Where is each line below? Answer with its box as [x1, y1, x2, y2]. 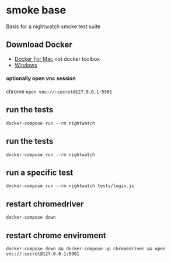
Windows [14, 61, 37, 68]
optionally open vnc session [6, 75, 76, 82]
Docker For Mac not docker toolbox [14, 55, 100, 62]
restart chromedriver [6, 199, 84, 209]
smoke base [6, 4, 66, 17]
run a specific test [6, 167, 74, 177]
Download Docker [6, 40, 73, 50]
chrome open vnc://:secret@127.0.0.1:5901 [6, 88, 113, 95]
